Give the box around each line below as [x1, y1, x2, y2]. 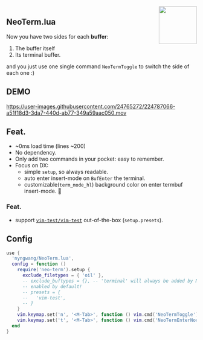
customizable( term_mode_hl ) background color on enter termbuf [24, 181, 183, 188]
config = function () [11, 261, 66, 268]
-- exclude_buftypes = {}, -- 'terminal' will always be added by [22, 278, 193, 284]
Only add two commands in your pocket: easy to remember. [14, 155, 164, 162]
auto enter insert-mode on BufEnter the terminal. [24, 175, 146, 182]
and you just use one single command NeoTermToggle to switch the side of [6, 63, 190, 70]
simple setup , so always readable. [24, 168, 109, 176]
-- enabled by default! [22, 283, 83, 289]
